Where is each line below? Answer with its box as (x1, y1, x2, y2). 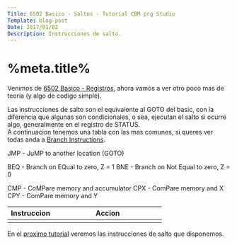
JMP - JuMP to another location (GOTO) (7, 149, 125, 158)
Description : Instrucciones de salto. (7, 30, 122, 38)
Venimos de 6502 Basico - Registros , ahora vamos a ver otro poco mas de (7, 84, 224, 93)
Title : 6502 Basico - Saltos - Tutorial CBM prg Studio (7, 10, 175, 18)
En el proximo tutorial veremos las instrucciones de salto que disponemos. (7, 229, 224, 238)
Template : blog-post (7, 17, 69, 24)
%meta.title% (7, 61, 91, 76)
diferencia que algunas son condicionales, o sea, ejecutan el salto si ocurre (7, 113, 227, 121)
